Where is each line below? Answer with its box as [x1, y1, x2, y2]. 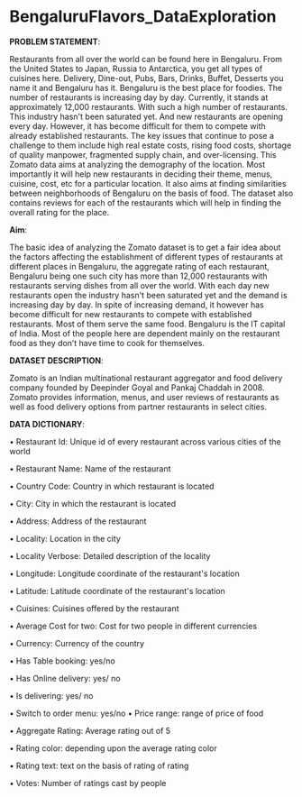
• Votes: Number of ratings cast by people [9, 777, 167, 788]
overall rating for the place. [9, 206, 110, 217]
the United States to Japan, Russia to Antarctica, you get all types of [9, 63, 263, 74]
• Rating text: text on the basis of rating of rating [9, 760, 189, 771]
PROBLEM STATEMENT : [9, 36, 101, 47]
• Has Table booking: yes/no [9, 655, 115, 666]
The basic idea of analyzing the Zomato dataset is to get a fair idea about [9, 242, 281, 252]
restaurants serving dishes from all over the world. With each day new [9, 279, 270, 290]
